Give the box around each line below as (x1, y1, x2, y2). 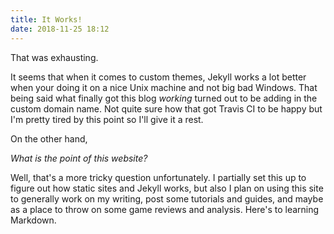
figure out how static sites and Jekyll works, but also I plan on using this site (10, 182, 324, 194)
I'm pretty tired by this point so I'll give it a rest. (10, 113, 204, 125)
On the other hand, (10, 132, 88, 145)
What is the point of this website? (10, 152, 148, 164)
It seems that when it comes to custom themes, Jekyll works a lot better (10, 71, 307, 83)
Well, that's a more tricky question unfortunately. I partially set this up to (10, 171, 307, 183)
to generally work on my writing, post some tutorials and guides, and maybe (10, 192, 324, 205)
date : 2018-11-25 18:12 (10, 24, 110, 34)
